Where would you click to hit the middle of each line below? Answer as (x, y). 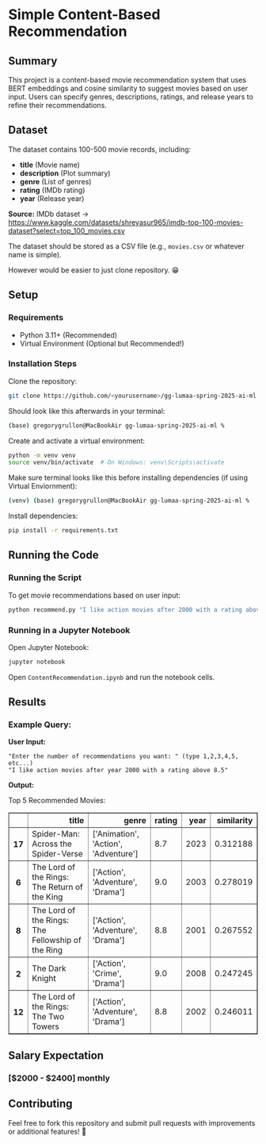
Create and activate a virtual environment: (76, 441)
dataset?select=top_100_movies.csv (66, 230)
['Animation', (116, 834)
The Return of (57, 887)
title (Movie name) (50, 164)
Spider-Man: (56, 834)
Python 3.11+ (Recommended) (68, 334)
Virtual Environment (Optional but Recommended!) (102, 343)
